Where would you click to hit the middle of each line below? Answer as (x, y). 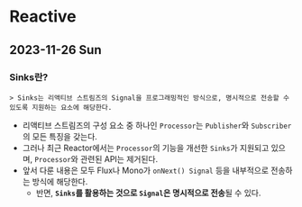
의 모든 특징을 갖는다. (59, 136)
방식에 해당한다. (60, 181)
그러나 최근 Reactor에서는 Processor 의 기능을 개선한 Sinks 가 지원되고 (146, 148)
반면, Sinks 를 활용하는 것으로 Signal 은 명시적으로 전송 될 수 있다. (148, 193)
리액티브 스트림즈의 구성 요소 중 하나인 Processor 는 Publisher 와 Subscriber (157, 125)
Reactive (43, 17)
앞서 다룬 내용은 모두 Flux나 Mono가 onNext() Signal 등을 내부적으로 (145, 170)
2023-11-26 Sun (55, 50)
